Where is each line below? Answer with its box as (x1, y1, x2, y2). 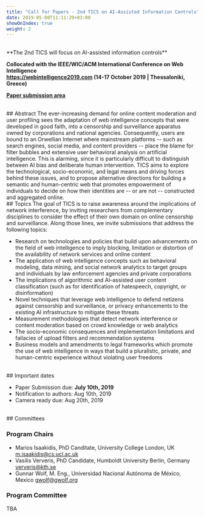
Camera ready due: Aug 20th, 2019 (15, 397, 103, 404)
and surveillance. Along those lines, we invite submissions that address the (6, 220, 194, 227)
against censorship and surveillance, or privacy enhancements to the (15, 302, 188, 309)
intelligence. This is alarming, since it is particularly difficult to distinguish (6, 155, 189, 163)
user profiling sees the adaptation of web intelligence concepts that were (6, 117, 189, 124)
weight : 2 (6, 25, 32, 32)
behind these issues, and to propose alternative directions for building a (6, 174, 186, 182)
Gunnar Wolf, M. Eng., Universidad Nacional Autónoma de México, (15, 470, 181, 477)
